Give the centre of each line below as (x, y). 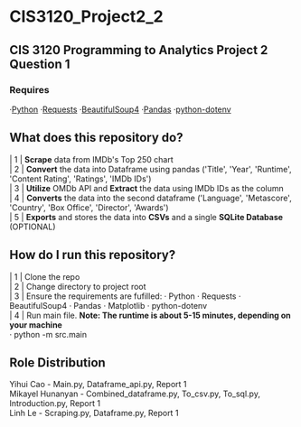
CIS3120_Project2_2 (87, 17)
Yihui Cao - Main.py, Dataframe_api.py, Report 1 (98, 385)
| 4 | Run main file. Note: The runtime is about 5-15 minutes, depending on (150, 315)
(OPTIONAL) (33, 227)
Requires (29, 89)
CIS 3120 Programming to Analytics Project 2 (139, 50)
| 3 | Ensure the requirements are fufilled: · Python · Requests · (125, 296)
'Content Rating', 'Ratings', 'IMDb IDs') (80, 179)
